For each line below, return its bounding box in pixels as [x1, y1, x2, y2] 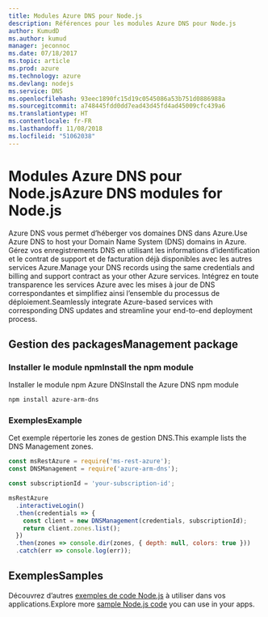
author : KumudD [8, 27, 60, 35]
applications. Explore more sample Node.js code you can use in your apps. [8, 599, 255, 609]
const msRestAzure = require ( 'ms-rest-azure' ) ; [8, 458, 172, 466]
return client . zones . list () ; [23, 524, 121, 532]
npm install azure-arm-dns [8, 395, 99, 404]
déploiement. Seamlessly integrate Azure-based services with [8, 297, 213, 306]
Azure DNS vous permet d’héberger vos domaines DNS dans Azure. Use [8, 228, 248, 238]
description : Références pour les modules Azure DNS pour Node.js [8, 19, 237, 27]
